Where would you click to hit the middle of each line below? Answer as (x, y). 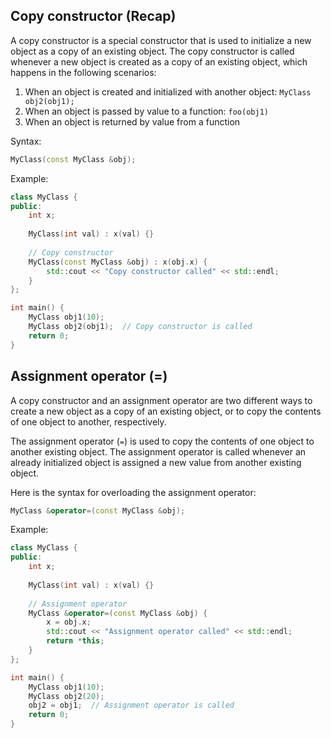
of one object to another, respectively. (88, 421)
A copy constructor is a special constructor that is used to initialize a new (161, 40)
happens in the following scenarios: (83, 72)
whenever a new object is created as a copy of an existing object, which (159, 61)
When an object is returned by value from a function (132, 121)
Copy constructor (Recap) (93, 16)
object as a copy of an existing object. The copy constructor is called (152, 51)
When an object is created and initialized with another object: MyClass (168, 91)
